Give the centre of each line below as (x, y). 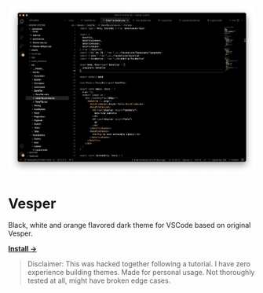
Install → (23, 249)
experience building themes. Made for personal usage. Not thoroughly (141, 273)
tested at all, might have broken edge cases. (99, 280)
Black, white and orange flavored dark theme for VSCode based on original (130, 225)
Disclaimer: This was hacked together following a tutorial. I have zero (139, 264)
